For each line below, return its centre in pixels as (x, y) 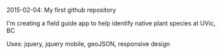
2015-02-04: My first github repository (61, 10)
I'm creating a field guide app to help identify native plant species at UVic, (111, 23)
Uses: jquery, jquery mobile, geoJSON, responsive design (88, 44)
